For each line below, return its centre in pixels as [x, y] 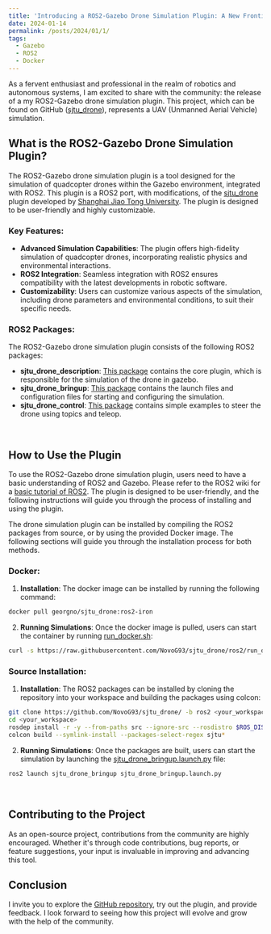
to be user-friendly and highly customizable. [82, 210]
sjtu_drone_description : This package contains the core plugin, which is [141, 371]
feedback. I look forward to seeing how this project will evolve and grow [128, 913]
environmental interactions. [65, 265]
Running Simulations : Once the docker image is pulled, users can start [138, 627]
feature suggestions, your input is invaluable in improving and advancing [129, 851]
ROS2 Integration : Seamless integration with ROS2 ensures [119, 274]
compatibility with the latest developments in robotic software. [123, 283]
